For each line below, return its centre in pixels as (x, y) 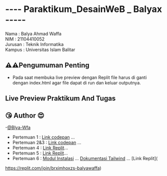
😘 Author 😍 (25, 115)
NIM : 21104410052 (25, 39)
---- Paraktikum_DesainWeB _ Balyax (84, 9)
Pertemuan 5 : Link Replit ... (40, 153)
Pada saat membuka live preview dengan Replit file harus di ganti (79, 77)
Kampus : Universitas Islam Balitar (40, 49)
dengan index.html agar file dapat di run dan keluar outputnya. (76, 82)
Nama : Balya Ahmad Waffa (33, 33)
